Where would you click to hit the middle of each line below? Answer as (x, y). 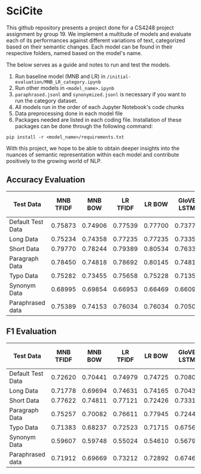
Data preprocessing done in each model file (69, 113)
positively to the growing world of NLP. (54, 161)
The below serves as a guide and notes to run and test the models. (89, 65)
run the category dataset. (46, 101)
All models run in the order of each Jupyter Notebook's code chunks (99, 107)
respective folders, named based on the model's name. (74, 53)
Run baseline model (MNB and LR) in (60, 76)
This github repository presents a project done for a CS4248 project (90, 28)
